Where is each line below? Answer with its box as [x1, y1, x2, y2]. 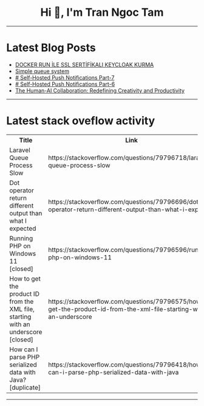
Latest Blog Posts [6, 41, 96, 55]
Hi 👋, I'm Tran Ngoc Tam [40, 5, 164, 19]
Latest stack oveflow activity [6, 114, 155, 128]
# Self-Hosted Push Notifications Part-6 [15, 80, 115, 88]
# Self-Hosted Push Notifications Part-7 [15, 74, 115, 81]
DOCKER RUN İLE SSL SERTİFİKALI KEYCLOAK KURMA [15, 61, 154, 68]
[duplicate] [9, 383, 41, 391]
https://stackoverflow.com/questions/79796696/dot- [48, 197, 203, 206]
